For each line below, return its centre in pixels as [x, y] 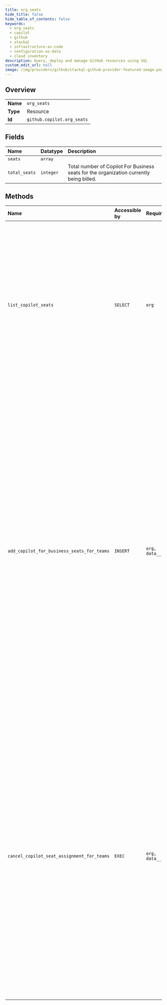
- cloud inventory [29, 56]
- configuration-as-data [35, 51]
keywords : [15, 24]
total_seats [22, 172]
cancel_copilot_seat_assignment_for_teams [59, 856]
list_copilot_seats [31, 305]
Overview [21, 90]
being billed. [82, 178]
